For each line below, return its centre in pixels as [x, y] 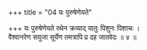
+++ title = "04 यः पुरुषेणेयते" [50, 12]
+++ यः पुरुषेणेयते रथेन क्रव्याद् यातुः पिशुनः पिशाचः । [74, 28]
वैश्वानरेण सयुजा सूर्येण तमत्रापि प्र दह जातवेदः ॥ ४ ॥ [72, 37]
